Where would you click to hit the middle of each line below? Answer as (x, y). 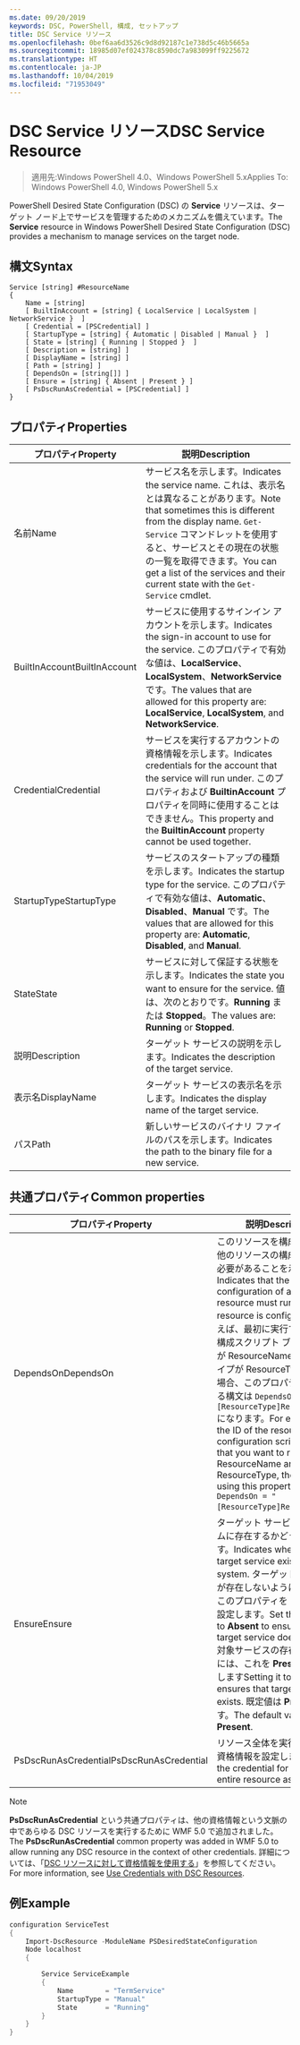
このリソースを (248, 1241)
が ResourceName (254, 1356)
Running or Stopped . (190, 1028)
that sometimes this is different (210, 510)
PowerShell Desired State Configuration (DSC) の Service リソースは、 (139, 205)
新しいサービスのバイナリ (199, 1126)
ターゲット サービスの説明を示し (214, 1044)
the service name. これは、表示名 (215, 485)
